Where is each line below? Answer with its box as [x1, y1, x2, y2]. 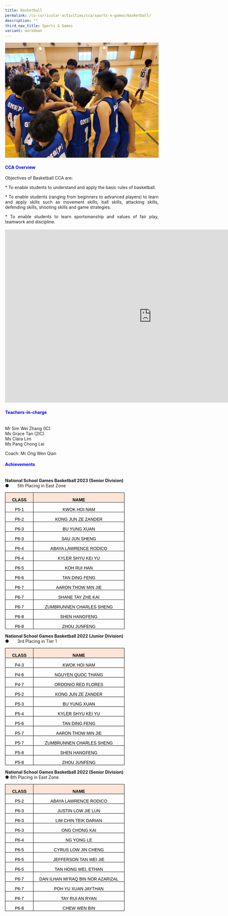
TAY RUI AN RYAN [60, 896, 97, 901]
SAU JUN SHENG [61, 536, 96, 542]
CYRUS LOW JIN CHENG [54, 847, 104, 852]
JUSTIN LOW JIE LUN [57, 808, 101, 813]
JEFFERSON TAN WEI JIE [53, 857, 105, 862]
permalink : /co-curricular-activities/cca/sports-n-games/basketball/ [5, 13, 152, 18]
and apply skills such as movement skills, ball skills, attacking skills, [5, 199, 159, 205]
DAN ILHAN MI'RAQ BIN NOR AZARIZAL [39, 876, 118, 881]
